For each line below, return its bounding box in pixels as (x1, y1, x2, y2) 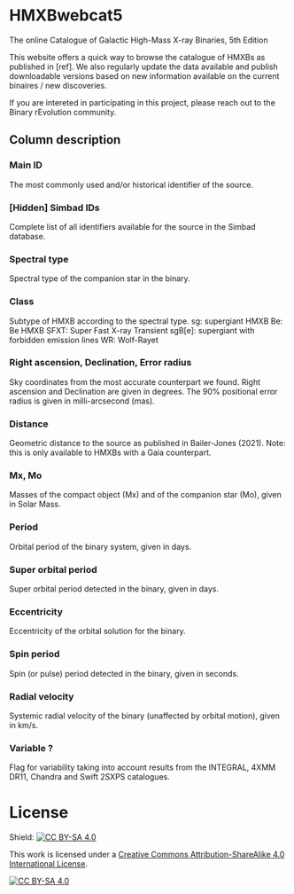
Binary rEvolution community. (9, 106, 117, 117)
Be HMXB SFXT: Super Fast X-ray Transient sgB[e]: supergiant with (9, 325, 255, 335)
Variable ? (9, 741, 53, 754)
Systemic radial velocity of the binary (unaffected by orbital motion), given (9, 710, 281, 721)
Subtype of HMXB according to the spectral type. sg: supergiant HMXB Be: (9, 316, 283, 326)
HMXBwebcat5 (9, 5, 123, 26)
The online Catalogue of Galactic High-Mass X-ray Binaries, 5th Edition (9, 35, 268, 45)
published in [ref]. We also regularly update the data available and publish (9, 61, 279, 72)
